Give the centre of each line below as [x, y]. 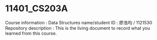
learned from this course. [31, 33]
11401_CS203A [37, 9]
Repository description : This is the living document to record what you [78, 28]
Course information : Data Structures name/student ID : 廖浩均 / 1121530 [79, 22]
